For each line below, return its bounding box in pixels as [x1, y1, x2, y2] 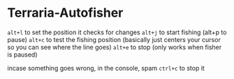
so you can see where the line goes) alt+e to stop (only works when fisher [7, 43, 222, 51]
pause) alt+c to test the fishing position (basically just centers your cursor [7, 35, 221, 43]
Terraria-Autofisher [7, 5, 124, 21]
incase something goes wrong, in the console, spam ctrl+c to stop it [7, 64, 205, 72]
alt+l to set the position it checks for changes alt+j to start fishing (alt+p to [7, 28, 227, 36]
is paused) [7, 50, 38, 59]
